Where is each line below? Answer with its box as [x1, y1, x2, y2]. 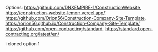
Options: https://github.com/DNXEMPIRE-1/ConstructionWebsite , [5, 5, 142, 10]
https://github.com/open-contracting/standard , [5, 26, 104, 32]
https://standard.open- [105, 26, 153, 32]
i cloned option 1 [5, 41, 40, 47]
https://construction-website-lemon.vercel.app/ [5, 10, 106, 16]
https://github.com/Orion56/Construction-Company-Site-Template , [5, 15, 146, 21]
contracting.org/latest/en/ [5, 31, 60, 37]
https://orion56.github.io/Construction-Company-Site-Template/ [5, 20, 140, 26]
